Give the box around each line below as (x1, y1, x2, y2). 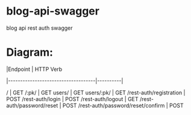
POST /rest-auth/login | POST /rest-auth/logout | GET (6, 95, 139, 102)
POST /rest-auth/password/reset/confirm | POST (62, 102, 184, 109)
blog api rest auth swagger (6, 24, 73, 31)
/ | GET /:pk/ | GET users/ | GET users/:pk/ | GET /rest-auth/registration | (6, 89, 186, 96)
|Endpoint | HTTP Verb (6, 65, 63, 73)
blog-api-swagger (6, 4, 99, 18)
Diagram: (6, 45, 53, 59)
